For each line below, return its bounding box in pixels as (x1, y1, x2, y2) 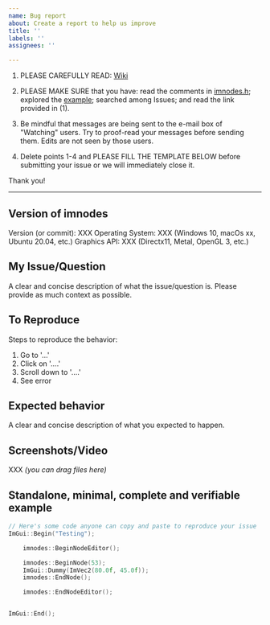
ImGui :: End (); (8, 610, 56, 618)
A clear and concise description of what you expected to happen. (8, 420, 225, 430)
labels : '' (8, 34, 45, 43)
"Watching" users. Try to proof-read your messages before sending (19, 128, 245, 138)
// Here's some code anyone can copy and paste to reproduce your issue (8, 522, 257, 530)
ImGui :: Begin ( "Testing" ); (8, 529, 95, 537)
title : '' (8, 27, 42, 35)
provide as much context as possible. (8, 290, 133, 299)
